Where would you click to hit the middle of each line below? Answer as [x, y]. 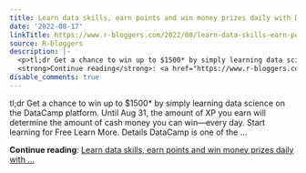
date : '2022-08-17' [46, 26]
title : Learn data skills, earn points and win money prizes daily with [150, 18]
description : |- [40, 52]
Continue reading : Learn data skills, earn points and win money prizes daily [152, 149]
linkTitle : [30, 35]
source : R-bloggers [46, 43]
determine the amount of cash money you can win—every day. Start [138, 122]
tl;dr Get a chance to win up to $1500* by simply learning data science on [147, 103]
